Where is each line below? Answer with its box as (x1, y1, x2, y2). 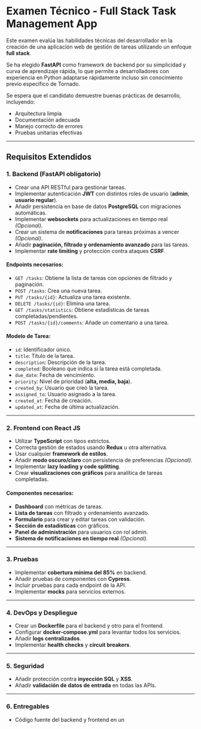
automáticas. (14, 209, 47, 216)
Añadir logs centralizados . (14, 635, 82, 642)
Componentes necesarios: (6, 489, 74, 496)
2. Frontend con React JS (6, 424, 81, 432)
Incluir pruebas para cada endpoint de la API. (14, 582, 127, 589)
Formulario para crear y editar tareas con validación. (14, 516, 145, 523)
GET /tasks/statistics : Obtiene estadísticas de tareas (14, 306, 150, 313)
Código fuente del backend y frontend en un (14, 716, 124, 723)
